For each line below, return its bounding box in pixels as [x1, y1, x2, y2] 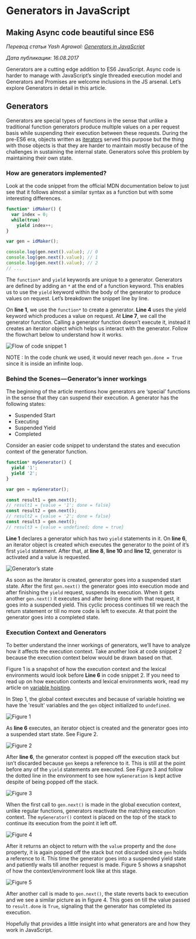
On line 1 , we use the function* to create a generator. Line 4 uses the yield [6, 306, 187, 313]
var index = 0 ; [11, 211, 49, 218]
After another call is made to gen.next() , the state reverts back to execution [6, 890, 189, 897]
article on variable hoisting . [6, 684, 72, 691]
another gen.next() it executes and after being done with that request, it [6, 595, 180, 602]
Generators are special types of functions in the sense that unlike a [6, 117, 168, 124]
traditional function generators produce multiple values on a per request [6, 123, 180, 130]
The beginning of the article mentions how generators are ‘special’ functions [6, 388, 190, 395]
